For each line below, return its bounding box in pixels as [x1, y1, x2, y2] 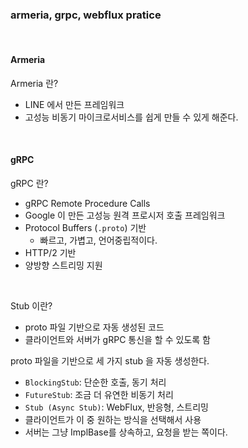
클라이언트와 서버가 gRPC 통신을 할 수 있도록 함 [24, 333, 211, 345]
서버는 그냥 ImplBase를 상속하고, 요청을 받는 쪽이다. [24, 426, 228, 438]
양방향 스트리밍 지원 [24, 259, 103, 271]
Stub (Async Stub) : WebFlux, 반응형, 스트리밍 [24, 401, 209, 413]
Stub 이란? [10, 299, 53, 312]
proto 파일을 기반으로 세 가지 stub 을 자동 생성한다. [10, 354, 210, 367]
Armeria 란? [10, 77, 59, 89]
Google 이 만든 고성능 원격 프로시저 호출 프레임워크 [24, 209, 226, 221]
